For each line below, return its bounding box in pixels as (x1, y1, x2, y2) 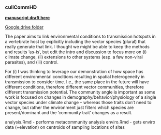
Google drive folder (5, 24, 44, 30)
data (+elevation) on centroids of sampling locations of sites (5, 124, 125, 130)
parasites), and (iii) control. (5, 60, 59, 65)
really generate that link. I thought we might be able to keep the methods (5, 44, 150, 50)
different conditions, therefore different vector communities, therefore (5, 84, 144, 90)
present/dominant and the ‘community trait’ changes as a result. (5, 110, 132, 116)
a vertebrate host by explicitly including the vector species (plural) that (5, 39, 146, 45)
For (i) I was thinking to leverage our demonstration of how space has (5, 69, 144, 75)
